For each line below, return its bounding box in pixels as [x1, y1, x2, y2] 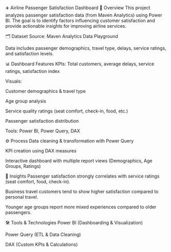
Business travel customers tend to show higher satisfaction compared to [5, 188, 159, 195]
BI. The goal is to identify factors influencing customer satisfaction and [5, 17, 155, 24]
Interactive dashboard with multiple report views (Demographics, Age [5, 158, 153, 164]
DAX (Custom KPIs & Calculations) [5, 241, 78, 247]
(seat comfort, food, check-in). [5, 179, 70, 184]
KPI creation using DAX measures [5, 148, 77, 153]
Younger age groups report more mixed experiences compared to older [5, 204, 157, 210]
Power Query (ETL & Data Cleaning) [5, 231, 81, 238]
